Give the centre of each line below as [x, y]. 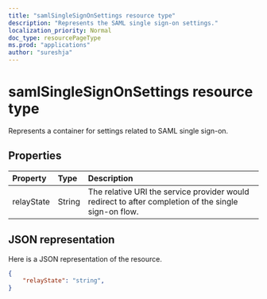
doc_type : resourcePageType [55, 38]
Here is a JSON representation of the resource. [85, 258]
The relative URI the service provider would [168, 192]
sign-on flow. [113, 212]
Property [29, 178]
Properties [35, 156]
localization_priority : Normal [60, 30]
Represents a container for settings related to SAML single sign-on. [118, 130]
